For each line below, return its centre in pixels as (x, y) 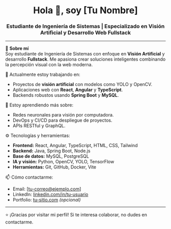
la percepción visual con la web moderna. (49, 65)
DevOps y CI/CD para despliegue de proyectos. (63, 120)
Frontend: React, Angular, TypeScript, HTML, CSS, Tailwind (75, 146)
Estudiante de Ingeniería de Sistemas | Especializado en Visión (85, 26)
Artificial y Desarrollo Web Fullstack (85, 33)
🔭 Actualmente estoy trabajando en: (43, 75)
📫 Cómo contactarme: (29, 177)
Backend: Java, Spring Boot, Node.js (51, 151)
